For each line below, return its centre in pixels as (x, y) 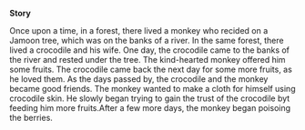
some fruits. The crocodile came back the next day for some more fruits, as (151, 69)
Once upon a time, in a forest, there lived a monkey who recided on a (139, 30)
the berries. (31, 118)
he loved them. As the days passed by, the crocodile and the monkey (139, 79)
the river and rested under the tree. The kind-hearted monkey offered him (147, 60)
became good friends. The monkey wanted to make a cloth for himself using (152, 89)
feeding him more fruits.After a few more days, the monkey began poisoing (150, 108)
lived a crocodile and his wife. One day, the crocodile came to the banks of (149, 50)
